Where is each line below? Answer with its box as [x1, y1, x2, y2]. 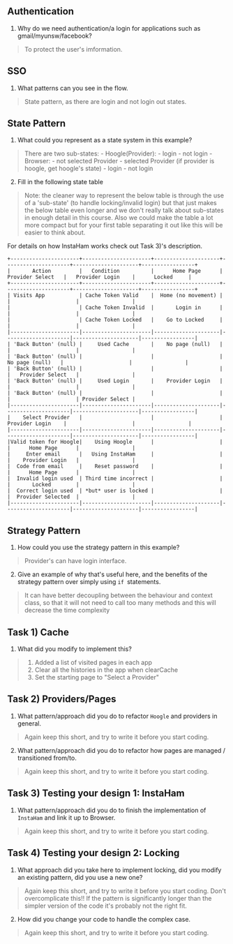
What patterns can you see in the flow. [17, 84, 128, 92]
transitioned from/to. [17, 754, 77, 762]
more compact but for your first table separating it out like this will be [24, 221, 223, 230]
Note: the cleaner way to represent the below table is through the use [24, 191, 225, 200]
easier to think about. [24, 228, 86, 237]
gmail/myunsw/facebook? [17, 31, 92, 40]
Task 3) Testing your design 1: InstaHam [7, 788, 185, 800]
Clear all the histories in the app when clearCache [34, 666, 179, 674]
